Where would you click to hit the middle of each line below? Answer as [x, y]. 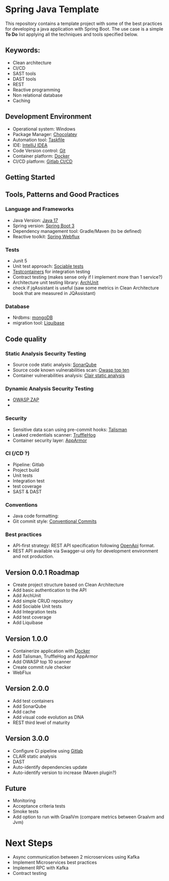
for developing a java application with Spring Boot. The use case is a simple [84, 29]
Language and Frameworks [40, 209]
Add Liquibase [28, 623]
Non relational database [38, 95]
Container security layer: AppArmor [50, 440]
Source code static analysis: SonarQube [55, 364]
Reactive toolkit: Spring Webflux [46, 236]
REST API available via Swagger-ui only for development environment [85, 551]
